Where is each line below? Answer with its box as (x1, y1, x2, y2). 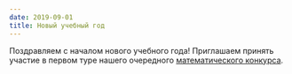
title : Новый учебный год (9, 21, 105, 30)
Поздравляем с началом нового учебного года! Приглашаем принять (9, 45, 274, 55)
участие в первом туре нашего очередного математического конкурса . (9, 55, 284, 65)
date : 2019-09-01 (9, 12, 74, 22)
